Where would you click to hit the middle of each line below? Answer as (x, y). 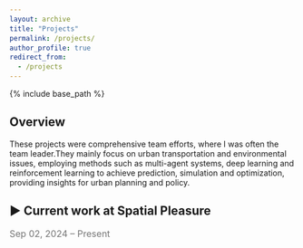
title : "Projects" (44, 29)
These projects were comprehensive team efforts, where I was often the (144, 144)
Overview (38, 122)
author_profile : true (50, 48)
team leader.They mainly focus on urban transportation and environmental (148, 153)
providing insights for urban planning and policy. (100, 182)
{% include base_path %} (57, 94)
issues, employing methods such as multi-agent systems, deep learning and (152, 163)
